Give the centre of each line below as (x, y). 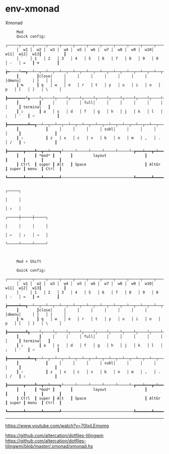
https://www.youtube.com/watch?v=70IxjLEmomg (57, 425)
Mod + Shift (29, 261)
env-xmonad (32, 9)
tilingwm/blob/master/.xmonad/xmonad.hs (49, 446)
